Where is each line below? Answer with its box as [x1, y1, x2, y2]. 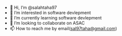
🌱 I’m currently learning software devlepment [9, 15, 102, 20]
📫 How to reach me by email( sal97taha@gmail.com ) [9, 26, 118, 31]
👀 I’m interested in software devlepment [9, 10, 91, 16]
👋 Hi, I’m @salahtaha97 [9, 5, 57, 10]
